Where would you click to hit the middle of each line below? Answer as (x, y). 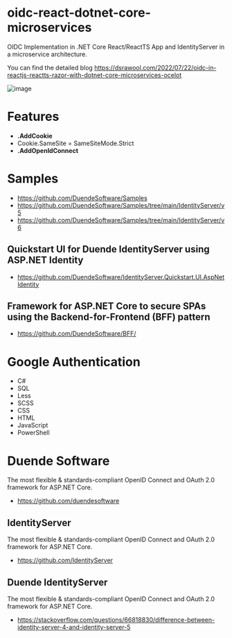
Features (33, 117)
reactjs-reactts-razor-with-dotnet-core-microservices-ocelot (95, 75)
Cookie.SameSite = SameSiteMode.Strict (75, 143)
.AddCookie (35, 136)
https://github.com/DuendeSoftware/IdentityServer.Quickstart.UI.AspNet (121, 277)
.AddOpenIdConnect (47, 150)
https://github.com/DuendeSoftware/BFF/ (77, 334)
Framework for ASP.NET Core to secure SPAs (107, 306)
